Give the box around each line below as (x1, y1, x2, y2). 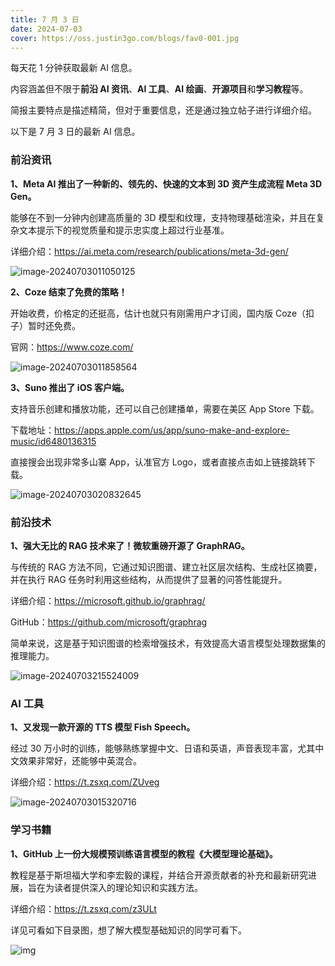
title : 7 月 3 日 (10, 14, 80, 25)
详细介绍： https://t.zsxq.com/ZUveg (10, 776, 160, 788)
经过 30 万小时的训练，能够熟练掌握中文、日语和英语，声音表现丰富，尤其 (10, 742, 316, 755)
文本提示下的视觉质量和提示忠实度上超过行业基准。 (18, 224, 230, 236)
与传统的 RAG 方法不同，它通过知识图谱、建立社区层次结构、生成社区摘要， (10, 561, 323, 573)
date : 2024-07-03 (10, 24, 83, 34)
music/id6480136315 (10, 435, 97, 447)
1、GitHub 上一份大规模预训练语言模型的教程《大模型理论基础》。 (10, 847, 278, 860)
